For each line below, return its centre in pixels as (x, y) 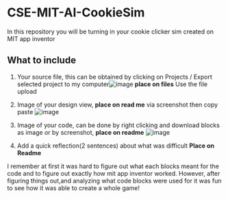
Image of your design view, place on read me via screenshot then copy (117, 105)
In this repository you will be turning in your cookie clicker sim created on (111, 31)
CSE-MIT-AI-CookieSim (76, 13)
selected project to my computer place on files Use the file (112, 84)
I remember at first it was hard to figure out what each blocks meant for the (113, 166)
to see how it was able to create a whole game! (74, 188)
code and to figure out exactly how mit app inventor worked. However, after (114, 173)
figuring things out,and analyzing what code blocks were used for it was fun (114, 181)
